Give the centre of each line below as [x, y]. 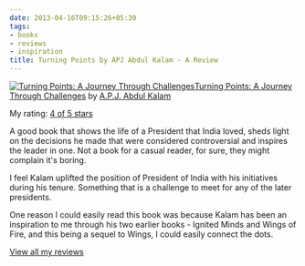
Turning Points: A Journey [243, 86]
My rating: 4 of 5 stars [51, 113]
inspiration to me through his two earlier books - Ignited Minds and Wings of [153, 225]
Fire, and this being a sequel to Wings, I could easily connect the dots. [142, 234]
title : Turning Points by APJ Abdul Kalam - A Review [114, 60]
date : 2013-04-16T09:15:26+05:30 [73, 18]
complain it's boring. [48, 160]
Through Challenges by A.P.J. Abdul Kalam [90, 96]
